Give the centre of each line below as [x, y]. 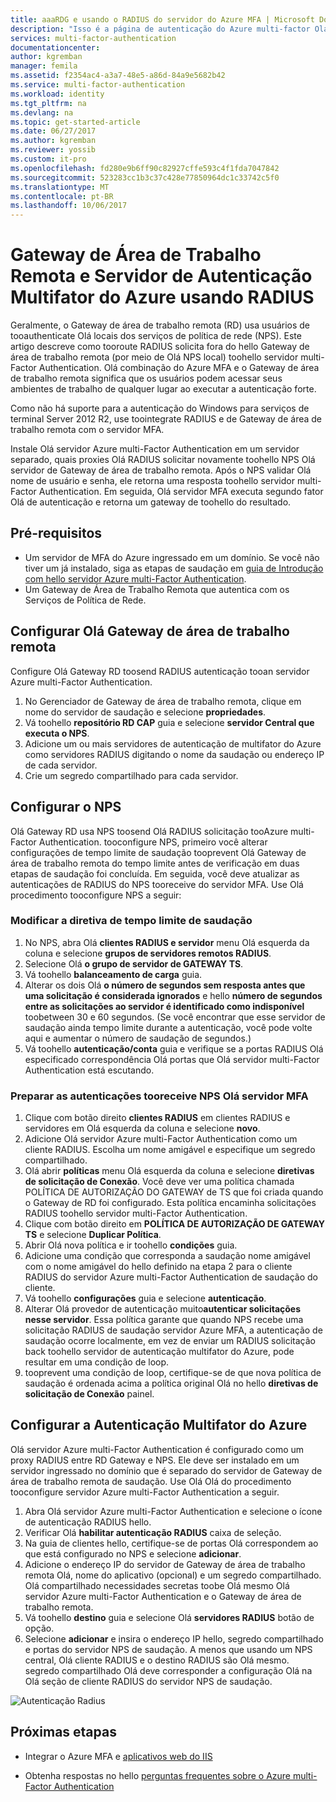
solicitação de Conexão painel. [89, 1394]
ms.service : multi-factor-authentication [98, 85]
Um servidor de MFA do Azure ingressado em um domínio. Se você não [172, 557]
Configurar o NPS [66, 807]
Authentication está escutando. [89, 1070]
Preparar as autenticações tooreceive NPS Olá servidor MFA [159, 1096]
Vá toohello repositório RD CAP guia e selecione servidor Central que [169, 722]
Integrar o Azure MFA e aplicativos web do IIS [118, 1756]
